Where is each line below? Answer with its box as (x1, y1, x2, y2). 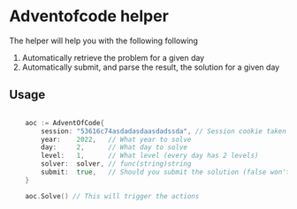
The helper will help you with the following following (9, 35, 199, 46)
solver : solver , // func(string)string (41, 160, 192, 168)
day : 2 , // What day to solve (41, 143, 188, 152)
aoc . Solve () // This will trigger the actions (25, 191, 200, 200)
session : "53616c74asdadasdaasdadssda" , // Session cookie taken (41, 126, 287, 136)
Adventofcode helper (9, 6, 170, 26)
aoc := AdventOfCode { (25, 118, 104, 127)
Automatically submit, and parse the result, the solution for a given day (21, 62, 280, 72)
